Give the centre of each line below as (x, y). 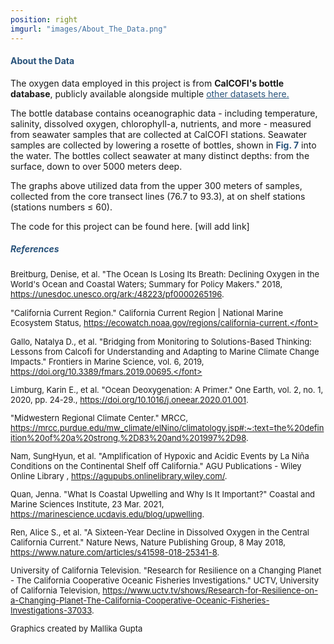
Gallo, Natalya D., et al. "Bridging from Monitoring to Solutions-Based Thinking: (161, 341)
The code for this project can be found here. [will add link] (130, 226)
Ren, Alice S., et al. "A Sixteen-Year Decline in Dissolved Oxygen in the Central (160, 532)
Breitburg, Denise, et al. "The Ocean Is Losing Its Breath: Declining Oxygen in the (165, 274)
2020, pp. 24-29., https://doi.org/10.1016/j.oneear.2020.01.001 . (129, 399)
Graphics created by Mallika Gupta (76, 628)
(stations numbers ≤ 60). (61, 207)
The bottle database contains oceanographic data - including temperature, (164, 113)
